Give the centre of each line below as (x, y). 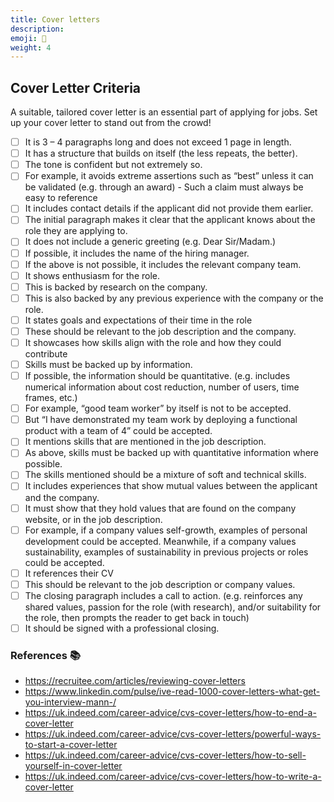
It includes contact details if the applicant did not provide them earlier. (169, 208)
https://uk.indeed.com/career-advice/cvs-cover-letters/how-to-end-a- (170, 713)
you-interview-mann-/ (70, 702)
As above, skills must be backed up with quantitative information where (172, 453)
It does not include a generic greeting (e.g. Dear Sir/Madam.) (150, 242)
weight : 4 (31, 47)
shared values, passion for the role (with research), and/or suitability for (173, 607)
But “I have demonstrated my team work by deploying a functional (161, 420)
